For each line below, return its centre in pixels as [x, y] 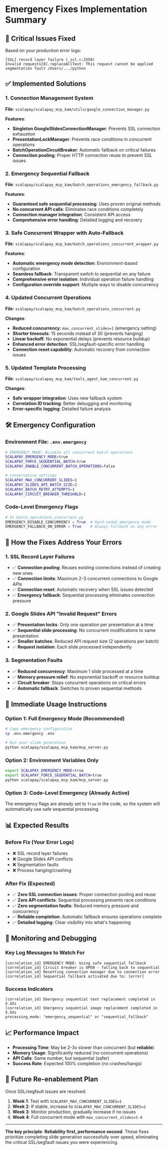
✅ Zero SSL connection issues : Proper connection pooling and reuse [84, 895]
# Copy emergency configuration [39, 729]
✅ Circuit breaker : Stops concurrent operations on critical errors [79, 682]
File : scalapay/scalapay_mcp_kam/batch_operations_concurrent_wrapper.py [82, 244]
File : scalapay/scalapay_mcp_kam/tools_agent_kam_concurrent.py [72, 378]
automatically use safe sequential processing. [52, 809]
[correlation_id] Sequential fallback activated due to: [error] [74, 976]
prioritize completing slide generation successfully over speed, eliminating [82, 1137]
